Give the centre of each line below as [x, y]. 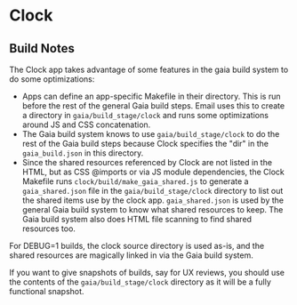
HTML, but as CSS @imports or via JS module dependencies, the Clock [153, 172]
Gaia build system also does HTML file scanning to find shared [136, 219]
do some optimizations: [52, 79]
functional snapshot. [47, 291]
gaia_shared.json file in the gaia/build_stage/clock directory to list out [153, 191]
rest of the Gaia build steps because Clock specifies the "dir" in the [145, 144]
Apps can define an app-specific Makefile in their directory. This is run [151, 96]
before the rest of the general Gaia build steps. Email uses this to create [153, 106]
